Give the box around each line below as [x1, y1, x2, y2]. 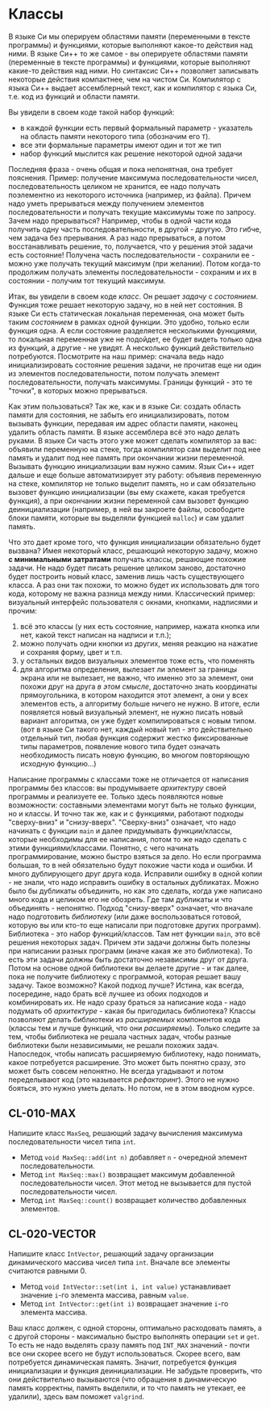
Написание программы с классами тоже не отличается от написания [8, 774, 249, 784]
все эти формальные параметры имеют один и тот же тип [19, 140, 222, 149]
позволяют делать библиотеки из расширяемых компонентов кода [8, 1014, 241, 1024]
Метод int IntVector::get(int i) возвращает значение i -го [19, 1298, 229, 1308]
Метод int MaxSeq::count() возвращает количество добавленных [19, 1195, 247, 1205]
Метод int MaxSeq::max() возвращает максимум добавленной [19, 1169, 235, 1179]
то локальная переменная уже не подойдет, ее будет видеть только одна [8, 334, 262, 344]
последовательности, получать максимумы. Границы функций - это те [8, 377, 253, 387]
